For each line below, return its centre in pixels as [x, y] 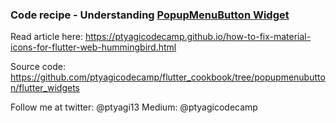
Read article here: [46, 37]
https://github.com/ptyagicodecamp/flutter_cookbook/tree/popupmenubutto [168, 77]
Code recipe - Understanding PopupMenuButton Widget [150, 15]
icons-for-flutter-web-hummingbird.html [93, 47]
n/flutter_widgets [45, 88]
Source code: [38, 67]
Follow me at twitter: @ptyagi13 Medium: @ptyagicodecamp [134, 107]
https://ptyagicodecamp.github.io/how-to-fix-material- [198, 37]
